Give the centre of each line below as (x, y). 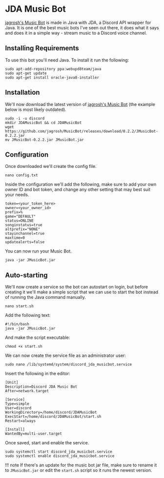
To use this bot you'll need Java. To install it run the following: (67, 60)
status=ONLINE (20, 221)
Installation (22, 93)
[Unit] (12, 383)
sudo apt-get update (26, 73)
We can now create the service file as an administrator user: (65, 355)
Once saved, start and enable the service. (47, 443)
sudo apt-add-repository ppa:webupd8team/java (53, 69)
